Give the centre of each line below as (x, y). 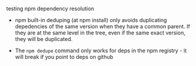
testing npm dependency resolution (50, 9)
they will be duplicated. (44, 39)
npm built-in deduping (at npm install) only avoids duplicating (91, 20)
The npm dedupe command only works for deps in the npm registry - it (101, 51)
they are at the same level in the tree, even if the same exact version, (100, 33)
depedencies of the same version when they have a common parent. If (103, 26)
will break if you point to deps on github (64, 57)
